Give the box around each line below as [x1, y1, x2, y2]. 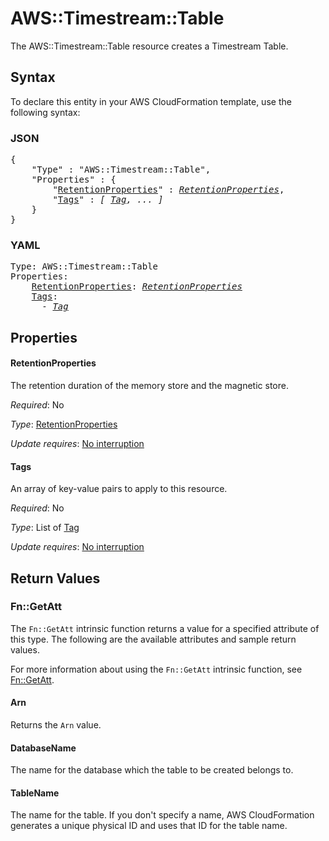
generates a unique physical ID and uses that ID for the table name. [10, 820, 288, 832]
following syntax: [10, 106, 81, 118]
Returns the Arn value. [10, 719, 102, 731]
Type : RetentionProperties [10, 418, 118, 430]
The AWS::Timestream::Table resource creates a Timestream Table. [10, 40, 289, 52]
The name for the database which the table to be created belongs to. [10, 764, 294, 776]
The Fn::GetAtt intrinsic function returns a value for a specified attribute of [10, 622, 320, 634]
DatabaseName [10, 742, 77, 754]
